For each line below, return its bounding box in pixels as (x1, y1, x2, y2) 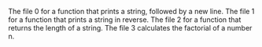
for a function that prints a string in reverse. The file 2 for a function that (8, 15, 242, 24)
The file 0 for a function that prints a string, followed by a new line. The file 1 (8, 7, 255, 16)
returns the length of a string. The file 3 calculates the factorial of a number (8, 23, 253, 32)
